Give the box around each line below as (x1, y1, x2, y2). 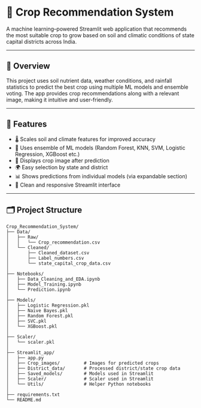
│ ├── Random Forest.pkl (6, 313, 74, 319)
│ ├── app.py (6, 355, 44, 361)
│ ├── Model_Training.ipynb (6, 281, 82, 287)
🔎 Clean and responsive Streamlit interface (14, 181, 121, 188)
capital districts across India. (6, 38, 77, 45)
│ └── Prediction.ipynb (6, 287, 71, 293)
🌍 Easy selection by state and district (14, 163, 108, 170)
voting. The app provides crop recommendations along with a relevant (6, 89, 179, 97)
